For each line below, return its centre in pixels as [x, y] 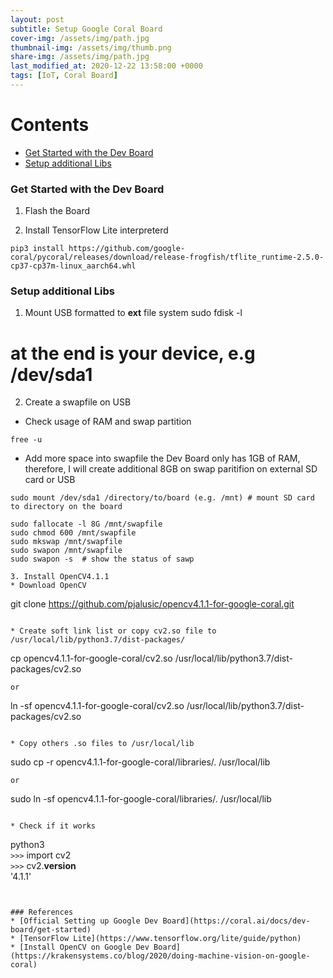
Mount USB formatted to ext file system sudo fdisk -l [133, 313]
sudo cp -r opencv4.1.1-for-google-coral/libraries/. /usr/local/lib [140, 762]
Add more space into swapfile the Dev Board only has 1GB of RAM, [162, 458]
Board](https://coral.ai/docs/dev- [236, 921]
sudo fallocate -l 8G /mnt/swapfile [86, 524]
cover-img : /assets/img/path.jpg [80, 38]
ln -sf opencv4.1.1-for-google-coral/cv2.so [97, 706]
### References [42, 912]
